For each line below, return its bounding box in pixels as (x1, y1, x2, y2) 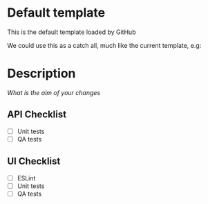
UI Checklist (7, 155, 61, 167)
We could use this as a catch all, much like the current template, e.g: (7, 41, 202, 49)
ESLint (17, 173, 36, 182)
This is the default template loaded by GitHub (7, 28, 136, 36)
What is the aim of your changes (7, 88, 101, 96)
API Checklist (7, 109, 67, 121)
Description (7, 66, 76, 81)
